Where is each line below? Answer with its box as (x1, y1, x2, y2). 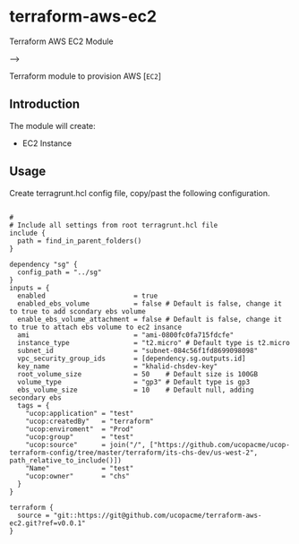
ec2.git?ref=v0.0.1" (9, 518, 87, 528)
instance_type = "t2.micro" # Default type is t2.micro (17, 338, 291, 347)
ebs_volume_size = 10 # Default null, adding (17, 385, 254, 394)
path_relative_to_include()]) (9, 455, 123, 465)
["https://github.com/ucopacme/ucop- (149, 440, 291, 449)
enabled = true (17, 291, 158, 300)
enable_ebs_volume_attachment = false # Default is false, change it (17, 315, 282, 324)
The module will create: (9, 120, 96, 131)
